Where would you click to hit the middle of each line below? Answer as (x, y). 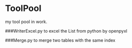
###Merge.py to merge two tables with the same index (60, 40)
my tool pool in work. (26, 22)
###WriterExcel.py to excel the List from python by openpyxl (66, 31)
